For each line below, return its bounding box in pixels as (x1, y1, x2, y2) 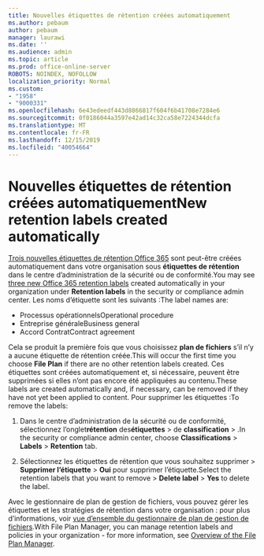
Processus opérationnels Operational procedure (19, 310, 174, 320)
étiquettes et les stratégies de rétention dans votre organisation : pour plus (8, 506, 251, 515)
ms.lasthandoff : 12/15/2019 (8, 135, 101, 144)
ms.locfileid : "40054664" (8, 143, 93, 151)
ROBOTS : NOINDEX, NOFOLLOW (8, 70, 97, 78)
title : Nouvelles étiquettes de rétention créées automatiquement (8, 11, 231, 20)
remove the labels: (8, 401, 69, 410)
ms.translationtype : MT (8, 121, 87, 129)
